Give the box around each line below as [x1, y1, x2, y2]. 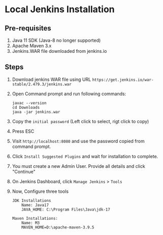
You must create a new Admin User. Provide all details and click [12, 163, 145, 169]
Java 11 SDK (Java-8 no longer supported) [12, 37, 101, 43]
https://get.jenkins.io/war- [92, 77, 154, 82]
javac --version [12, 100, 47, 105]
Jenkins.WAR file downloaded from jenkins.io [12, 48, 107, 54]
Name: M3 [21, 220, 40, 225]
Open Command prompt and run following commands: [12, 91, 126, 97]
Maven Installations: [12, 216, 58, 221]
